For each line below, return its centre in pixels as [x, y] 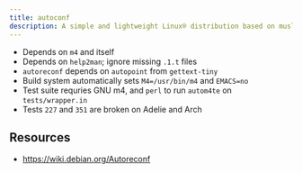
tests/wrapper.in [55, 100]
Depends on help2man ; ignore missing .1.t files [110, 61]
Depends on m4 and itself [68, 51]
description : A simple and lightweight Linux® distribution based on [142, 26]
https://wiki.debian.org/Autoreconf [86, 159]
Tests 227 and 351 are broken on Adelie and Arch [112, 109]
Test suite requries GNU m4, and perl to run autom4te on [127, 90]
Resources [40, 137]
